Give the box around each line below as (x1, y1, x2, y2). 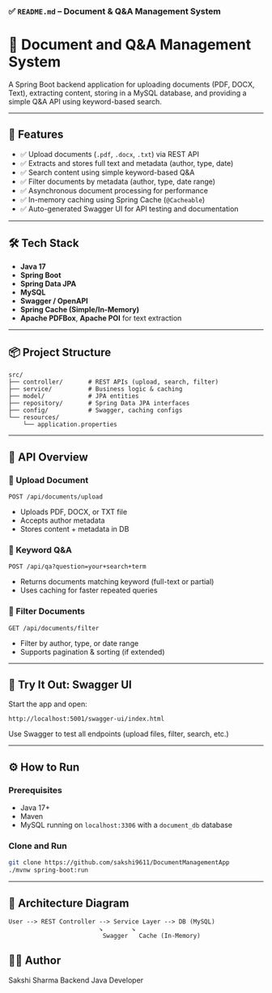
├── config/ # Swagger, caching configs (8, 406, 183, 414)
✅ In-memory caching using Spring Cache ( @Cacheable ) (19, 194, 206, 204)
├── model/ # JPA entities (8, 393, 139, 401)
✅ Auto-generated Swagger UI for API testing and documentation (19, 204, 239, 214)
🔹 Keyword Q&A (8, 544, 73, 555)
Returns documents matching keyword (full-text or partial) (19, 577, 215, 587)
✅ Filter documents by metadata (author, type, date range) (19, 176, 216, 186)
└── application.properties (23, 421, 117, 429)
